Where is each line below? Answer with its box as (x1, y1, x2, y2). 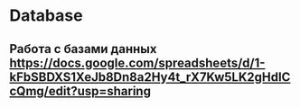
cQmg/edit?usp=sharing (9, 83, 152, 99)
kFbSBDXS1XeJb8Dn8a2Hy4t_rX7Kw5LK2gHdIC (9, 69, 291, 85)
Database (9, 5, 83, 26)
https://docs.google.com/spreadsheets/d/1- (9, 55, 266, 70)
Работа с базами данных (9, 41, 157, 57)
